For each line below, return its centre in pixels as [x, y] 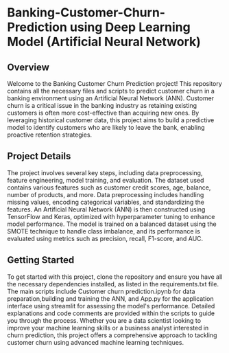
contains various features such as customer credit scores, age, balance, [109, 187]
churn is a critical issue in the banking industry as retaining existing [102, 105]
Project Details [39, 156]
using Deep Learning [130, 27]
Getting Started [41, 260]
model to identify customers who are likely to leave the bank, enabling [106, 127]
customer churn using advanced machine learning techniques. [95, 342]
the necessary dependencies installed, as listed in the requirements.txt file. [113, 284]
